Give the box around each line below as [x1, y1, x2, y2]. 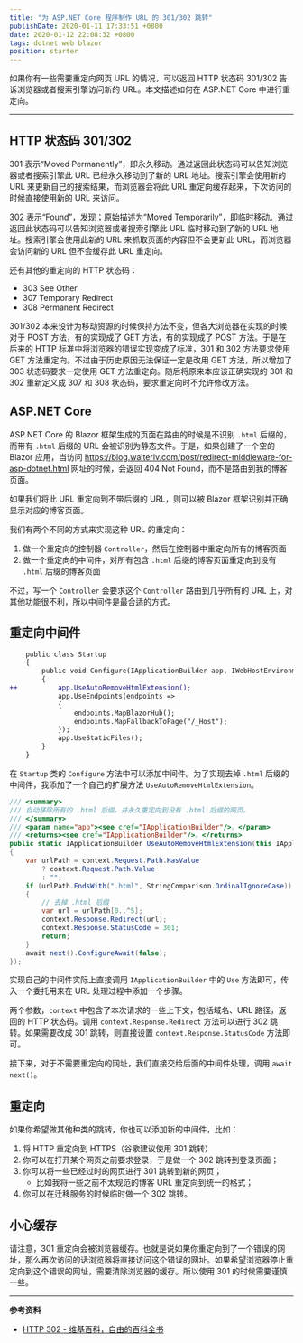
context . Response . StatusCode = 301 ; [41, 924, 179, 933]
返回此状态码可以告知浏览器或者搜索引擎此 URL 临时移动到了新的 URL [9, 222, 269, 233]
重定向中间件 [9, 625, 81, 641]
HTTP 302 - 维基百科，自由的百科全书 [22, 1324, 164, 1335]
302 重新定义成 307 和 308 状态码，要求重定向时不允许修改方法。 [9, 377, 254, 388]
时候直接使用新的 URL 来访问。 [9, 192, 124, 203]
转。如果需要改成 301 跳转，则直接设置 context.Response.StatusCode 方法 [9, 1028, 283, 1038]
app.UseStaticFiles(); [57, 734, 143, 743]
